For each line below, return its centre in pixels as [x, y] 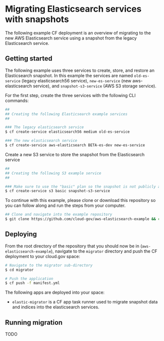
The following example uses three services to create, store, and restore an [80, 70]
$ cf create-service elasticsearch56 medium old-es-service [68, 132]
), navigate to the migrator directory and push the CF [104, 251]
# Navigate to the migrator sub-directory [49, 265]
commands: [17, 100]
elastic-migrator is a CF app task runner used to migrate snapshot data [85, 302]
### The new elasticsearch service [41, 141]
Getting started [29, 59]
